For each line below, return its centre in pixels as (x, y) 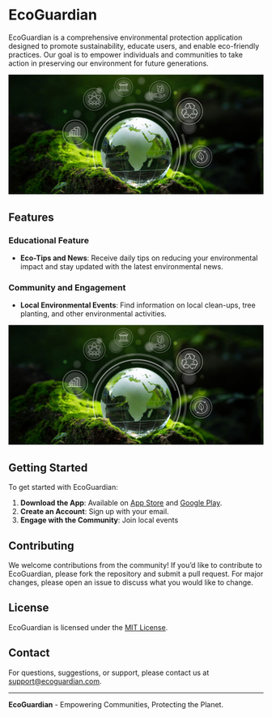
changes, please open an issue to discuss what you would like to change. (131, 582)
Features (31, 217)
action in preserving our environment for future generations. (108, 63)
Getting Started (48, 468)
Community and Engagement (67, 287)
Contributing (41, 545)
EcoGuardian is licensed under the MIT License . (88, 627)
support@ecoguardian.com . (55, 681)
